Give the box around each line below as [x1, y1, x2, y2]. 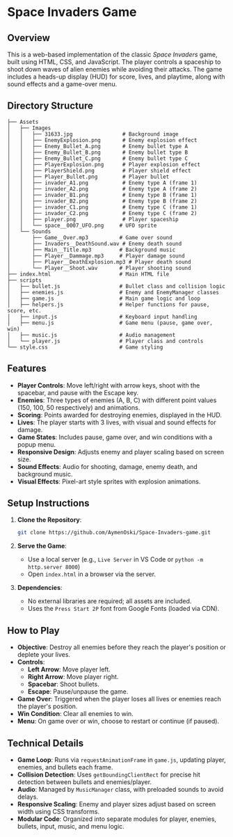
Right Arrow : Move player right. [27, 673, 119, 681]
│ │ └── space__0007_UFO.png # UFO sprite [7, 222, 157, 229]
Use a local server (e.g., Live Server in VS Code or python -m [27, 555, 204, 564]
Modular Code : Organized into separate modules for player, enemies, [17, 815, 217, 823]
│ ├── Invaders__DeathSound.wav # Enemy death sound [7, 240, 182, 247]
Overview [7, 32, 51, 44]
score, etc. [7, 307, 42, 314]
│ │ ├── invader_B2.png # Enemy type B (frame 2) [7, 198, 198, 205]
